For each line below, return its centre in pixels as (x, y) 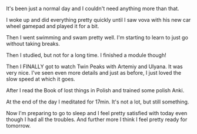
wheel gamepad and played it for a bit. (53, 26)
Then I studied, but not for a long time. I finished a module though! (86, 55)
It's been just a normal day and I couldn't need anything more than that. (93, 9)
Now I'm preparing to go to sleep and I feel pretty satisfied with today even (97, 113)
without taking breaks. (33, 44)
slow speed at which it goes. (41, 79)
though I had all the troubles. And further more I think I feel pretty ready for (97, 119)
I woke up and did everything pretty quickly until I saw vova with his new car (98, 20)
